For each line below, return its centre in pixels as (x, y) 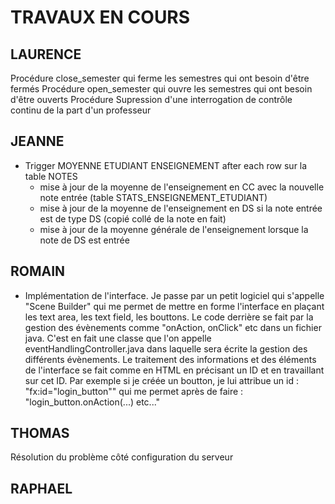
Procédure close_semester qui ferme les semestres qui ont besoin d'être (160, 78)
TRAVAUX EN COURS (100, 17)
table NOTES (51, 176)
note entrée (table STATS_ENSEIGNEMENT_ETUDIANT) (153, 197)
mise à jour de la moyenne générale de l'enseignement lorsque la (174, 229)
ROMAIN (38, 271)
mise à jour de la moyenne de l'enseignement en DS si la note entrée (181, 208)
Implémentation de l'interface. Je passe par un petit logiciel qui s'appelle (174, 295)
